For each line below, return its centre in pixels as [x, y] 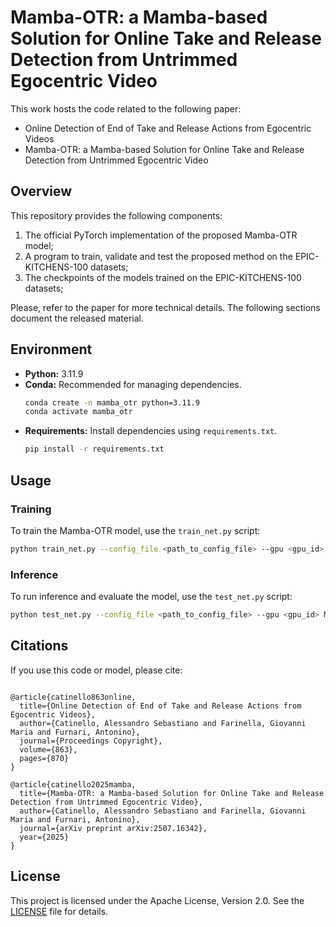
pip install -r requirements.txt [94, 449]
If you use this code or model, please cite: [96, 670]
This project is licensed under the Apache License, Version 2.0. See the [157, 900]
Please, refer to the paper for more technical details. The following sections [165, 307]
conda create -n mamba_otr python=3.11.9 [112, 402]
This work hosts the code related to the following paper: [126, 108]
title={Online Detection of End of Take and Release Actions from [160, 706]
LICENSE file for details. [59, 911]
